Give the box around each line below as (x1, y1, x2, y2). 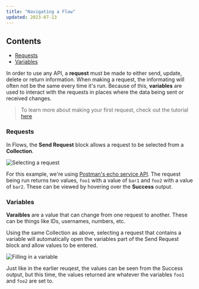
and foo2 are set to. (6, 277, 54, 284)
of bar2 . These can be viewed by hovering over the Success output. (6, 183, 173, 190)
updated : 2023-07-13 (6, 14, 58, 20)
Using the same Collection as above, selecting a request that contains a (6, 229, 182, 236)
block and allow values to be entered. (6, 242, 98, 249)
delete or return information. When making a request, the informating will (6, 76, 185, 83)
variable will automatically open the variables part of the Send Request (6, 235, 179, 242)
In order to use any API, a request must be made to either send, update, (6, 69, 182, 77)
